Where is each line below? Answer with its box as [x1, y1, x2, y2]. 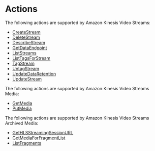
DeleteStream [12, 34, 40, 40]
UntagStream [12, 65, 39, 72]
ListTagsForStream [12, 55, 51, 61]
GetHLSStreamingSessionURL [12, 129, 73, 135]
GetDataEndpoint [12, 45, 47, 50]
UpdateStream [12, 76, 42, 82]
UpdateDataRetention [12, 71, 56, 76]
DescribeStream [12, 39, 46, 45]
